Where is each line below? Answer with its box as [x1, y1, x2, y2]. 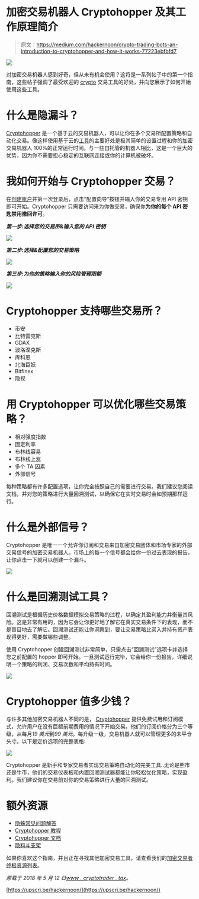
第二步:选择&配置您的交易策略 [6, 247, 79, 254]
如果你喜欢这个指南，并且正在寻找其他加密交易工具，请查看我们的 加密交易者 [6, 855, 193, 862]
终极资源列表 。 [6, 862, 43, 869]
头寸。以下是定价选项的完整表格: [6, 737, 86, 744]
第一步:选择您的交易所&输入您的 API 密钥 [6, 223, 106, 230]
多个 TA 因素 [14, 463, 46, 470]
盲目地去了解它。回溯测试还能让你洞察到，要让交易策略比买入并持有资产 [11, 626, 188, 633]
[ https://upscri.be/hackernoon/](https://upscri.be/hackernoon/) [6, 887, 161, 894]
